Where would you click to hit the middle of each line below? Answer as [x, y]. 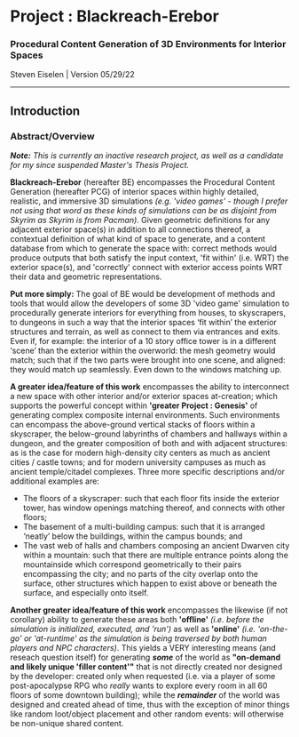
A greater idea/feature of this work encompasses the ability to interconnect [149, 387]
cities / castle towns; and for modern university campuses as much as [138, 462]
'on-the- [273, 629]
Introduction [45, 111]
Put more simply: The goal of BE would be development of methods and [143, 294]
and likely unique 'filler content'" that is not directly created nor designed [146, 667]
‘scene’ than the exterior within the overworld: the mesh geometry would [143, 351]
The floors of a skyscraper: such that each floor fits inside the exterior [151, 499]
